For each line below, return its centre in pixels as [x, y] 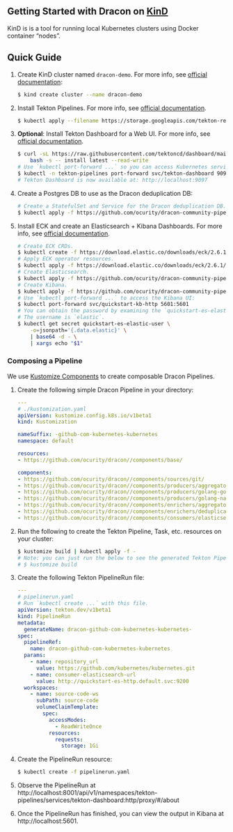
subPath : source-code [67, 701]
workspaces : [41, 688]
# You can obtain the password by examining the [89, 311]
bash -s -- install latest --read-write [89, 161]
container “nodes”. [34, 36]
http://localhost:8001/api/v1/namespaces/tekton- [87, 793]
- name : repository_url [64, 662]
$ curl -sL [33, 154]
